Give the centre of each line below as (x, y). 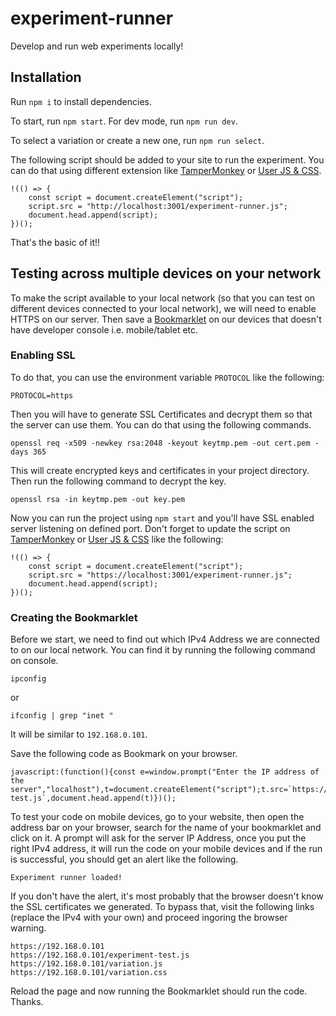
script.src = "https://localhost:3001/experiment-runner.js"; (160, 575)
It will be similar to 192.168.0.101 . (79, 734)
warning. (28, 928)
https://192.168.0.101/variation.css (89, 973)
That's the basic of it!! (55, 242)
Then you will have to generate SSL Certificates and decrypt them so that (161, 414)
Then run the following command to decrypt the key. (118, 481)
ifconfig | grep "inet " (62, 716)
